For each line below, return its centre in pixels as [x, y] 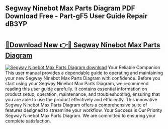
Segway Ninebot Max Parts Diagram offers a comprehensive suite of [76, 105]
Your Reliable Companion [134, 67]
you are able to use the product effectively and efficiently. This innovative [81, 100]
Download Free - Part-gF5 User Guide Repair [76, 16]
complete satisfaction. [28, 121]
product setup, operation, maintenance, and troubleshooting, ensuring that [82, 94]
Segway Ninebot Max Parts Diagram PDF [70, 8]
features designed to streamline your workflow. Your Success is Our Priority [84, 110]
